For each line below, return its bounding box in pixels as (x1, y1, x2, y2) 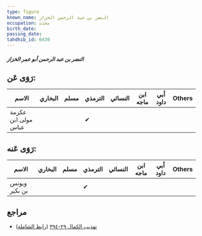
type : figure (7, 8, 40, 15)
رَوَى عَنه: (7, 144, 37, 154)
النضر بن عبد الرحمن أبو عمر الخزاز (7, 55, 84, 62)
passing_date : (7, 31, 43, 37)
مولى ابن (10, 115, 33, 124)
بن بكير (10, 187, 28, 195)
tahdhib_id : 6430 (7, 37, 50, 43)
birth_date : (7, 25, 37, 32)
